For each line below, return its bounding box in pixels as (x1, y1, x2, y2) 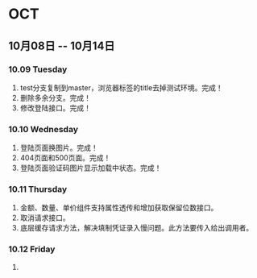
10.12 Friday (8, 243, 56, 255)
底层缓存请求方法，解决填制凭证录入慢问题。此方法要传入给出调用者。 (19, 223, 254, 233)
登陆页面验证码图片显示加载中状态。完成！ (19, 163, 162, 173)
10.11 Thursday (8, 184, 68, 195)
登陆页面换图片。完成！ (19, 143, 98, 153)
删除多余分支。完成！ (19, 93, 91, 102)
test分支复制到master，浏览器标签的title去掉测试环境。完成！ (19, 82, 223, 93)
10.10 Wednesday (8, 123, 79, 135)
